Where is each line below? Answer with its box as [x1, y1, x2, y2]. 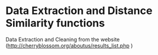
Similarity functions [5, 16, 105, 30]
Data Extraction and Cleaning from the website [5, 36, 120, 43]
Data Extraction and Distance [5, 4, 153, 18]
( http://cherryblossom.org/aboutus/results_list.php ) [5, 42, 133, 49]
